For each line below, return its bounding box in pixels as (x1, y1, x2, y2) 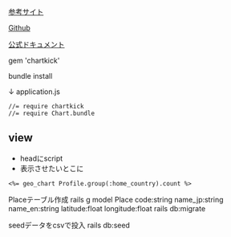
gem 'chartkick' (8, 55, 60, 65)
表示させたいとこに (19, 163, 84, 173)
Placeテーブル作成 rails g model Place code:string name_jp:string (8, 194, 224, 204)
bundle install (8, 72, 53, 80)
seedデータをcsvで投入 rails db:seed (8, 220, 131, 230)
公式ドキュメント (8, 39, 65, 49)
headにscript (19, 153, 63, 163)
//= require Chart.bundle (8, 109, 95, 117)
